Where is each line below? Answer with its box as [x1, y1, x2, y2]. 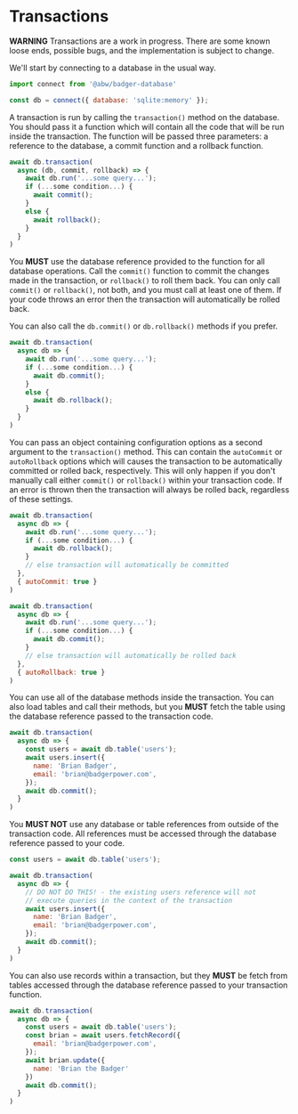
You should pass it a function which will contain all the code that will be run [9, 121, 285, 132]
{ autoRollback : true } [17, 668, 105, 677]
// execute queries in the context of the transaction [25, 896, 233, 905]
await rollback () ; [32, 215, 101, 224]
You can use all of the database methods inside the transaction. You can [9, 692, 274, 703]
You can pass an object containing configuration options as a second [9, 436, 263, 447]
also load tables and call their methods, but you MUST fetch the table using [9, 702, 286, 712]
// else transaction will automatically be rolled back [25, 651, 238, 660]
